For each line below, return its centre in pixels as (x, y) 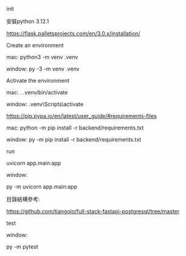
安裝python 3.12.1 (28, 21)
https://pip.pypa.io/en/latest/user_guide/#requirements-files (81, 116)
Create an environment (35, 45)
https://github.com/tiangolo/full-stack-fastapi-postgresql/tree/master (93, 211)
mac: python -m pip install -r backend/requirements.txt (75, 128)
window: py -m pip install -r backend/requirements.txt (74, 140)
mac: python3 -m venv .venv (42, 57)
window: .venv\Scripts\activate (45, 104)
